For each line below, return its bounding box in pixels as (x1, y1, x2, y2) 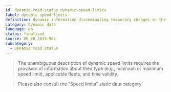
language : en (5, 27, 33, 32)
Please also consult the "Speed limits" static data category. (17, 81, 143, 87)
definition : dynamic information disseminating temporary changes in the (5, 17, 166, 22)
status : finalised (5, 31, 45, 36)
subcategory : (5, 41, 33, 46)
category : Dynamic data (5, 22, 56, 27)
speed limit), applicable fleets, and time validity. (17, 70, 119, 77)
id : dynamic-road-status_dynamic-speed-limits (5, 7, 106, 13)
